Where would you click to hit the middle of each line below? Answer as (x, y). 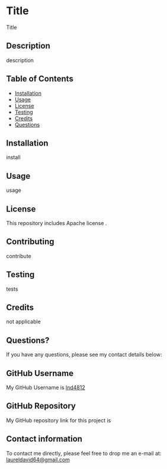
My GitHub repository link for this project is (59, 420)
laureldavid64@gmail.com (38, 460)
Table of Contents (40, 79)
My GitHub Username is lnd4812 (46, 388)
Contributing (30, 242)
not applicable (24, 322)
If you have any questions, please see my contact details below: (84, 355)
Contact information (44, 439)
